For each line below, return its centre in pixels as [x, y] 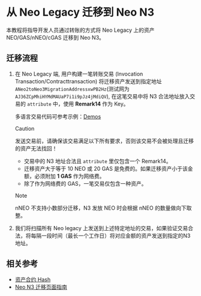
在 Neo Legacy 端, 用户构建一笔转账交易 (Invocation [79, 74]
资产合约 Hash [33, 279]
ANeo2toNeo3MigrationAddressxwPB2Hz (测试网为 [72, 89]
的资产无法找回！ [36, 148]
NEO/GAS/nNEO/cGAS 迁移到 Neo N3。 [55, 37]
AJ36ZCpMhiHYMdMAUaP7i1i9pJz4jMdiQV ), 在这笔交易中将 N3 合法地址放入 [102, 96]
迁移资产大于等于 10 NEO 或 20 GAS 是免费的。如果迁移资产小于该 [106, 168]
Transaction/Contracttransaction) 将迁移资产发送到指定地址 [88, 81]
